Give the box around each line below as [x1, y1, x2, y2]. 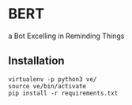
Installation [8, 54, 65, 68]
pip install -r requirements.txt [8, 89, 119, 97]
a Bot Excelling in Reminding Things [8, 31, 125, 41]
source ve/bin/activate [8, 82, 87, 90]
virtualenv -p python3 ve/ [8, 75, 97, 84]
